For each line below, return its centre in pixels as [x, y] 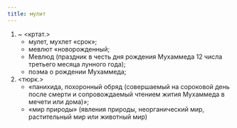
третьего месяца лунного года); [77, 64]
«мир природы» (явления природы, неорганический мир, [116, 109]
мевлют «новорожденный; [69, 49]
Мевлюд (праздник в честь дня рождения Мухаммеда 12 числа [125, 57]
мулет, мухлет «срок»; [63, 41]
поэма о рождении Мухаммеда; [77, 71]
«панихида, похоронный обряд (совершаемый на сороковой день [129, 86]
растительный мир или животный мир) [88, 117]
